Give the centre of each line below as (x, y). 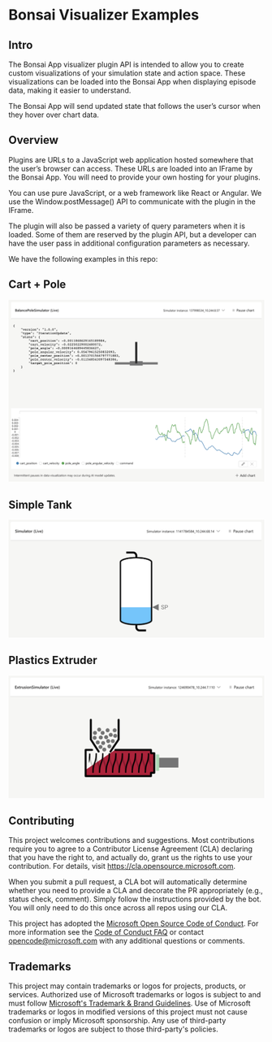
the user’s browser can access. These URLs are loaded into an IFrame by (131, 168)
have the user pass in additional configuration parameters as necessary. (129, 243)
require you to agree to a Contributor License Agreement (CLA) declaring (131, 849)
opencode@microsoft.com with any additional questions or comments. (127, 941)
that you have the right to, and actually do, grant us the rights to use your (131, 857)
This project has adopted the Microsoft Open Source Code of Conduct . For (134, 923)
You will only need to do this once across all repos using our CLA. (118, 908)
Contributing (41, 821)
